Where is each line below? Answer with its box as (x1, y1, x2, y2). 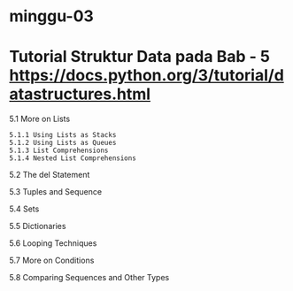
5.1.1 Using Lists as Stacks (9, 131, 117, 140)
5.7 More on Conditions (9, 255, 95, 266)
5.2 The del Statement (9, 170, 90, 180)
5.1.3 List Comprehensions (9, 146, 109, 156)
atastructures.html (9, 84, 151, 104)
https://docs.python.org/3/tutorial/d (9, 65, 285, 86)
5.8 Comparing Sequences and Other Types (9, 272, 170, 283)
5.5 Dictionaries (9, 221, 66, 232)
